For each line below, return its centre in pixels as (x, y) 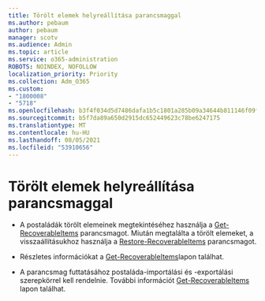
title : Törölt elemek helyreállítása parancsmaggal (95, 15)
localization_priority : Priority (63, 74)
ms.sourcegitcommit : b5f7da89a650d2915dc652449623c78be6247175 (114, 118)
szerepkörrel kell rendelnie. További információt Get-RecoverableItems (134, 281)
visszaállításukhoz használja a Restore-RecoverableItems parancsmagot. (138, 242)
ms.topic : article (38, 52)
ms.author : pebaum (38, 23)
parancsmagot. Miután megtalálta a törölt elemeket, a (167, 233)
